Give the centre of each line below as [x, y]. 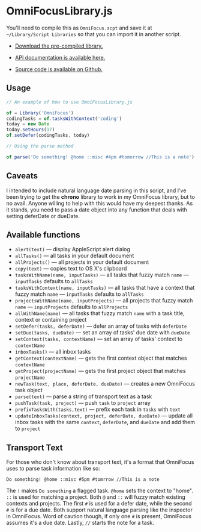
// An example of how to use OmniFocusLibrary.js [70, 102]
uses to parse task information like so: [53, 469]
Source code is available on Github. [59, 69]
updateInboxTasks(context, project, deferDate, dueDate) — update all [104, 416]
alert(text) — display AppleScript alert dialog [73, 249]
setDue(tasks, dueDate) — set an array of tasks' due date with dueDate [102, 333]
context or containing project [51, 320]
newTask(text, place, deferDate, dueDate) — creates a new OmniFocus [105, 384]
